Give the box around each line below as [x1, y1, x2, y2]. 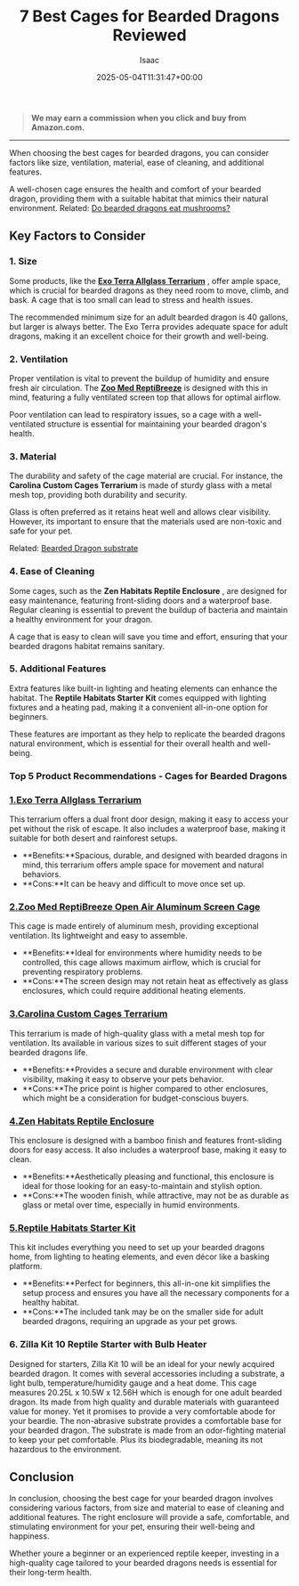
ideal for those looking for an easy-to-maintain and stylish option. [21, 1180, 263, 1191]
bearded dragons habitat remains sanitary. [9, 640, 165, 651]
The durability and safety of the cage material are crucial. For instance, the [9, 470, 283, 482]
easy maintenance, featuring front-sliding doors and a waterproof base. [9, 595, 272, 606]
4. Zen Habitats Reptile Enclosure [9, 1115, 155, 1127]
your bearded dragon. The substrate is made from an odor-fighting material [9, 1425, 287, 1436]
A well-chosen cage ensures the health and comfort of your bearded [9, 183, 262, 194]
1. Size [9, 256, 37, 268]
